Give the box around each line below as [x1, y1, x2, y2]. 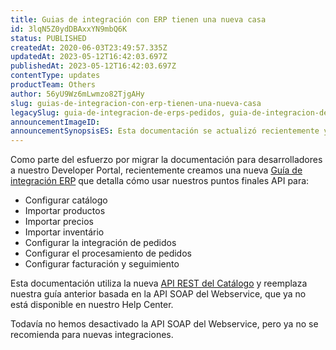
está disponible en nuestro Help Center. [10, 299, 174, 311]
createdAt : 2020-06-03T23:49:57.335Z [10, 42, 168, 53]
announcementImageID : [10, 117, 101, 127]
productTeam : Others [10, 80, 97, 90]
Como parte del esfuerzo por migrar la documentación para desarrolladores [10, 154, 323, 166]
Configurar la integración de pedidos [24, 237, 177, 249]
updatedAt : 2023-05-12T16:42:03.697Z [10, 52, 168, 62]
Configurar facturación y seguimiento [24, 258, 180, 270]
